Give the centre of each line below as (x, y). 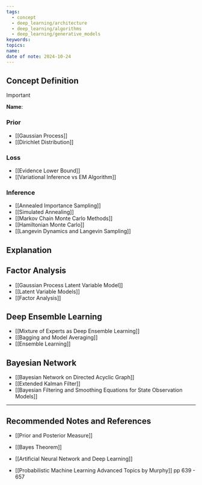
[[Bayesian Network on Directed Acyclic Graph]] (75, 377)
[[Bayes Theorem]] (38, 447)
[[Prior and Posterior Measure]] (54, 435)
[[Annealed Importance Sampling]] (58, 206)
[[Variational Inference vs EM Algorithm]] (66, 177)
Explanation (29, 250)
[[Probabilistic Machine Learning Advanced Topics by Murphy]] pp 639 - (105, 470)
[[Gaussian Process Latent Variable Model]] (69, 285)
